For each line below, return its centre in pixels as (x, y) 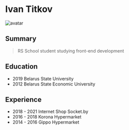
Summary (21, 39)
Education (22, 67)
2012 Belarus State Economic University (54, 84)
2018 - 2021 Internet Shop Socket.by (50, 111)
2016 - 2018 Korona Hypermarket (47, 117)
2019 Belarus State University (43, 78)
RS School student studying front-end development (71, 50)
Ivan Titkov (29, 9)
